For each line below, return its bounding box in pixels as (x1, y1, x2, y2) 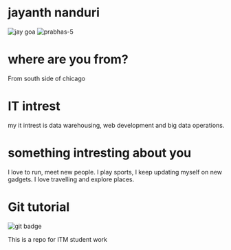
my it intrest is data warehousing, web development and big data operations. (8, 121, 225, 129)
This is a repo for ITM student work (8, 235, 107, 243)
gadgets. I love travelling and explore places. (8, 175, 135, 183)
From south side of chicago (8, 74, 85, 82)
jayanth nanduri (8, 5, 100, 21)
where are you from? (8, 52, 129, 67)
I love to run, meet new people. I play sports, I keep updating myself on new (8, 168, 223, 176)
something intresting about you (8, 146, 192, 161)
